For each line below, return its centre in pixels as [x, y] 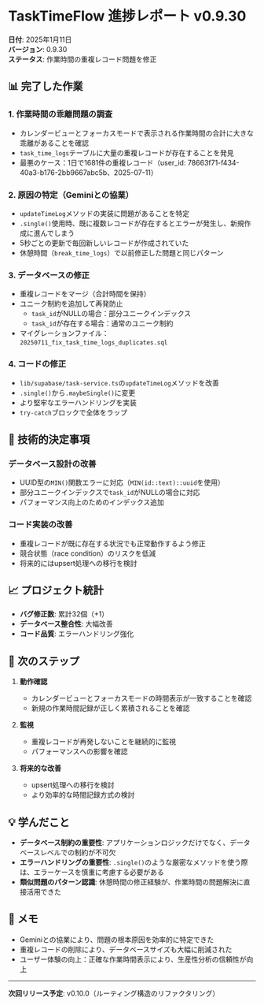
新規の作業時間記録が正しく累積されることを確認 [110, 708]
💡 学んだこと [39, 822]
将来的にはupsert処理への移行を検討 [78, 563]
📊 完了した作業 [46, 86]
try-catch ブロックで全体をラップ [73, 412]
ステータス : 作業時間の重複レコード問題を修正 [82, 59]
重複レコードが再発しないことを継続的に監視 [104, 742]
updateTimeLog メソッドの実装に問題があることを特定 [104, 213]
